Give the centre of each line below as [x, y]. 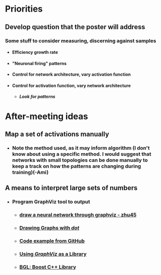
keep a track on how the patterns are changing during [77, 166]
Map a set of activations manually [57, 134]
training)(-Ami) [30, 172]
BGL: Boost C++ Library [48, 267]
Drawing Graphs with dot [49, 228]
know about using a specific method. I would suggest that [81, 154]
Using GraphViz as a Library [53, 254]
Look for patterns [37, 97]
